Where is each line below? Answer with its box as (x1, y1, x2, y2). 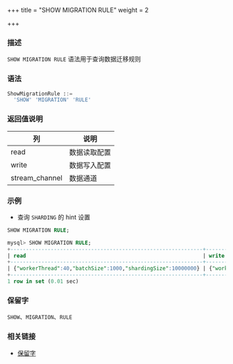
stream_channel (10, 173, 62, 182)
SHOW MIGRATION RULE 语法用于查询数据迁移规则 (7, 55, 141, 63)
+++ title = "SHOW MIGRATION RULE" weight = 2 (7, 6, 149, 14)
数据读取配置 (69, 147, 111, 157)
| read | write (7, 252, 225, 259)
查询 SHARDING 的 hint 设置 (17, 213, 91, 221)
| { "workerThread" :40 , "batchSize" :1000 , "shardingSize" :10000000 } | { (7, 265, 213, 272)
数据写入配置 (69, 160, 111, 170)
